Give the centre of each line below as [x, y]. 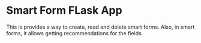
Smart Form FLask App [64, 10]
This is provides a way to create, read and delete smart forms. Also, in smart [100, 27]
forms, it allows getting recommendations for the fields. [75, 33]
